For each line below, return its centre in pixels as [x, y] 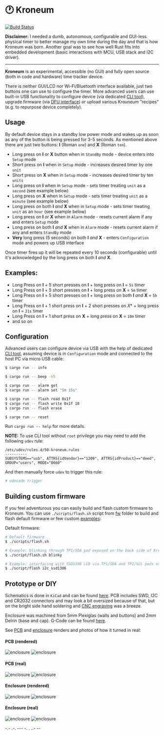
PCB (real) [16, 663]
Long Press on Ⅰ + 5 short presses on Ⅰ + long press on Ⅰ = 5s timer [79, 285]
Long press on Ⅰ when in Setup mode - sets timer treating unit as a [79, 185]
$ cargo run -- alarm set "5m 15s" [41, 390]
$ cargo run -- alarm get [31, 386]
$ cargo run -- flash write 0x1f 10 [42, 403]
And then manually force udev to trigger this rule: [54, 472]
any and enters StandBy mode [42, 232]
